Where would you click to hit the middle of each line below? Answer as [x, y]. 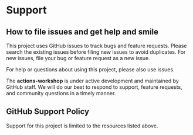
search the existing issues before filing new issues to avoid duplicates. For [96, 52]
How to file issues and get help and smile [82, 32]
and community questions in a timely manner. [61, 93]
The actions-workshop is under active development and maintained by [92, 81]
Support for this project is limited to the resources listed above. [82, 126]
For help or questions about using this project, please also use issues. [90, 70]
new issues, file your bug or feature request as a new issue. [78, 58]
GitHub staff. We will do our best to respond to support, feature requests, [94, 87]
